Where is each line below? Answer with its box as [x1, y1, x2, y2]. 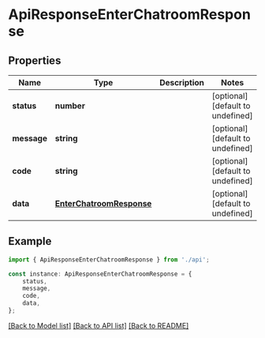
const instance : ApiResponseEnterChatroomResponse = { [8, 270, 192, 278]
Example [8, 235, 52, 248]
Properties [8, 54, 62, 67]
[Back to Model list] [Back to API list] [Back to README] [8, 321, 189, 330]
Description [159, 77, 205, 88]
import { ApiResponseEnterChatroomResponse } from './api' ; [8, 255, 211, 264]
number [54, 100, 85, 111]
